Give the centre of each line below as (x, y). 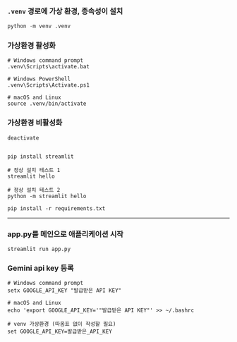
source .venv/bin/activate (47, 104)
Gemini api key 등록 (41, 268)
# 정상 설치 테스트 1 (34, 170)
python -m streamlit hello (47, 196)
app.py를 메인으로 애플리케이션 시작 (65, 234)
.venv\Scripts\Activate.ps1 (49, 85)
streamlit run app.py (39, 249)
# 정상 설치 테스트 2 (34, 190)
